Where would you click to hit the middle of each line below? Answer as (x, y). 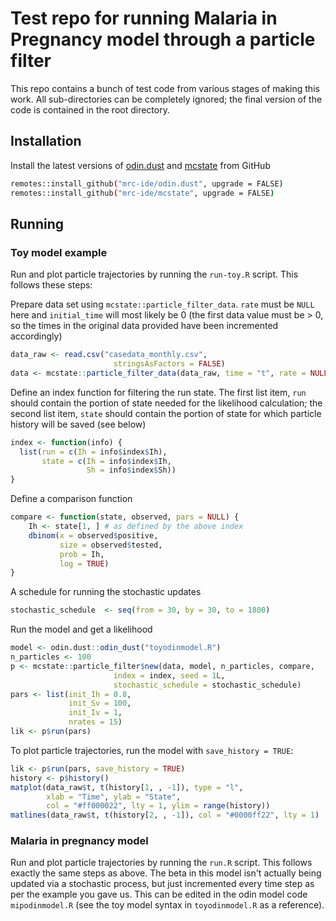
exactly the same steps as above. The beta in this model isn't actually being (166, 873)
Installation (46, 141)
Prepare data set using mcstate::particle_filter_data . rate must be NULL (162, 304)
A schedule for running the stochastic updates (106, 592)
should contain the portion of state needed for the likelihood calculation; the (166, 403)
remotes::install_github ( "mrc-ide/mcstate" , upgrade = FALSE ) (142, 193)
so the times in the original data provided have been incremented (144, 326)
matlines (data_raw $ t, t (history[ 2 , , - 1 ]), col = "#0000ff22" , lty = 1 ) (165, 815)
